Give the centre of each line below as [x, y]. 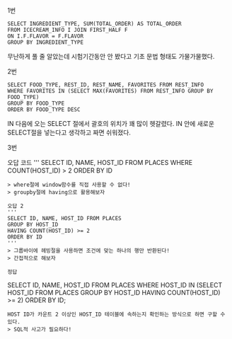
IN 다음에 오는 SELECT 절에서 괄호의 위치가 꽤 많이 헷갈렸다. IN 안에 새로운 [111, 123]
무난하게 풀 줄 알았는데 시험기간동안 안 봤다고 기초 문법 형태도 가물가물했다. [111, 56]
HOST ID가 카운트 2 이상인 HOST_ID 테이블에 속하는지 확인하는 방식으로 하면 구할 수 [116, 314]
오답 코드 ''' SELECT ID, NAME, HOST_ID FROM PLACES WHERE [100, 162]
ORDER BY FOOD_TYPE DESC [44, 110]
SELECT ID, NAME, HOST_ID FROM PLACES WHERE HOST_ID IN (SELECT [115, 285]
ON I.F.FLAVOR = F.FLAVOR [45, 36]
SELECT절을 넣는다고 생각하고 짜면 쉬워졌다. [69, 132]
